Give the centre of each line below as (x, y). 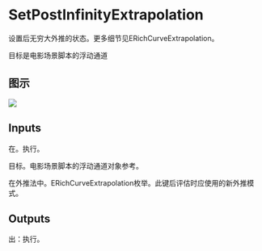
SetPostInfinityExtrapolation (106, 15)
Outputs (30, 218)
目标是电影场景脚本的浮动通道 (58, 55)
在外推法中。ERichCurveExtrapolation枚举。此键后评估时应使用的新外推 (128, 182)
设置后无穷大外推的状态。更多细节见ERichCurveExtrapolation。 (114, 38)
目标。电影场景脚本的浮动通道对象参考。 (76, 165)
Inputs (25, 128)
